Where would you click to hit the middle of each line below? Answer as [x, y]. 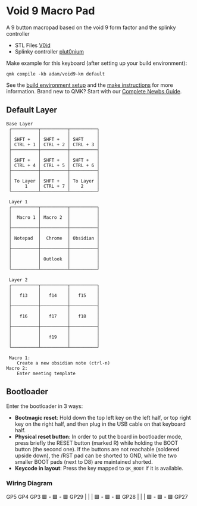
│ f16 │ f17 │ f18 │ [54, 316]
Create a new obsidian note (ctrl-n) [64, 363]
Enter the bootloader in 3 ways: [45, 406]
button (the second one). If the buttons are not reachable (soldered [97, 449]
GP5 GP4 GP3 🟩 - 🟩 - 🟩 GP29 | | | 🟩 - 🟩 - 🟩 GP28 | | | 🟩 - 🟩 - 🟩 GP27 [97, 496]
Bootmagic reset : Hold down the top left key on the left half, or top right [103, 417]
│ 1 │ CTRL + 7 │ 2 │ [54, 186]
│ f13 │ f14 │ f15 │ [54, 296]
